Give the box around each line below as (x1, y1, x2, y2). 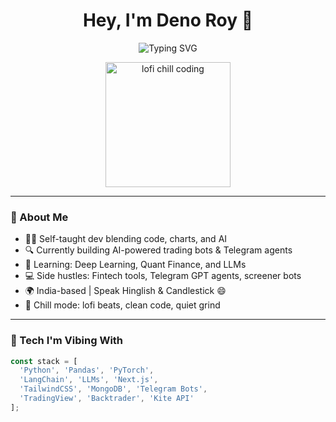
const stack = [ (10, 356, 78, 366)
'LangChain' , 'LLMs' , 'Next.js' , (19, 375, 159, 385)
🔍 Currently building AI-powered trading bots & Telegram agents (24, 244, 293, 256)
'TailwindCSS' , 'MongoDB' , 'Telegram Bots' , (19, 384, 208, 394)
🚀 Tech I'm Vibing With (10, 334, 124, 348)
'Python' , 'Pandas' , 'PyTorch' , (19, 365, 155, 376)
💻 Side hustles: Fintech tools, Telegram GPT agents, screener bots (24, 270, 302, 282)
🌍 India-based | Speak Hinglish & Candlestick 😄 (24, 285, 227, 297)
